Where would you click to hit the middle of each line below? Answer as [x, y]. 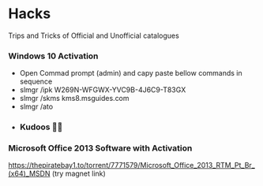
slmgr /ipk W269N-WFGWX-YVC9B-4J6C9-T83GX [103, 90]
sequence [36, 82]
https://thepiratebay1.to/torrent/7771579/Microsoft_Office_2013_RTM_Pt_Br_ [131, 166]
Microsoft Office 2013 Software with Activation [100, 148]
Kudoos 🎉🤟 [41, 127]
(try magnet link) [79, 173]
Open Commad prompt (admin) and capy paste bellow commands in [131, 73]
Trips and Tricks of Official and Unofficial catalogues [94, 35]
